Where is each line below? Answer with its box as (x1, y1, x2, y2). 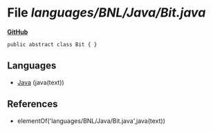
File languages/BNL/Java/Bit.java (7, 5, 206, 21)
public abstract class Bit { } (7, 41, 98, 48)
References (7, 98, 58, 110)
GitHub (7, 28, 28, 36)
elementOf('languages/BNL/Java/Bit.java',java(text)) (17, 116, 166, 125)
